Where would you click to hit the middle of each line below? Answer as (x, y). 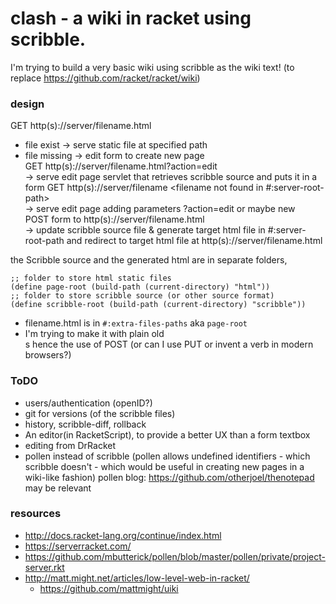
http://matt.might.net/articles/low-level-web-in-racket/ (137, 578)
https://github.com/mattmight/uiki (109, 588)
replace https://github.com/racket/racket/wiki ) (105, 78)
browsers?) (48, 355)
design (27, 104)
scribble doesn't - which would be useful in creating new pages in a (164, 466)
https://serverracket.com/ (78, 546)
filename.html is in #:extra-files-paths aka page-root (136, 323)
